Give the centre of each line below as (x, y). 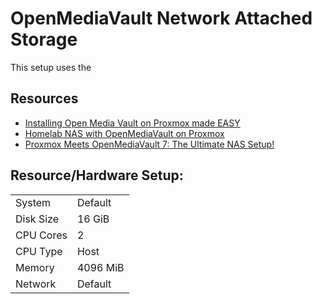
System (33, 202)
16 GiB (93, 219)
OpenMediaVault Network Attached (161, 18)
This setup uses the (51, 67)
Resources (44, 98)
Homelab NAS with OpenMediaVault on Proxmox (124, 133)
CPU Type (39, 251)
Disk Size (37, 219)
